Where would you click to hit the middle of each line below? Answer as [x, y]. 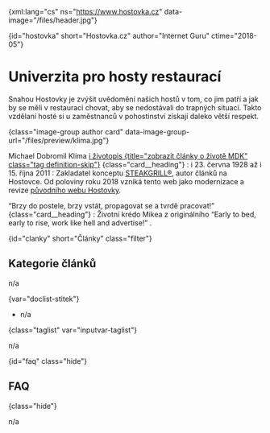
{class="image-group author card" [66, 131]
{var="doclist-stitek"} [44, 299]
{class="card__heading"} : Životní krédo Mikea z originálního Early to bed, [132, 214]
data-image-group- [157, 131]
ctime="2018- [234, 36]
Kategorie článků [52, 264]
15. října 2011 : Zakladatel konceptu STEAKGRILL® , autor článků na [118, 173]
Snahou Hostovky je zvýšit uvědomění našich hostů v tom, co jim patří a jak [134, 99]
